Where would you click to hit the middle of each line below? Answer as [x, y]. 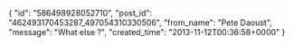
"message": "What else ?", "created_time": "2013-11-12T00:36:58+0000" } [147, 32]
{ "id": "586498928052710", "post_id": [81, 13]
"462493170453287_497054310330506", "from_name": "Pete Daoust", [140, 23]
